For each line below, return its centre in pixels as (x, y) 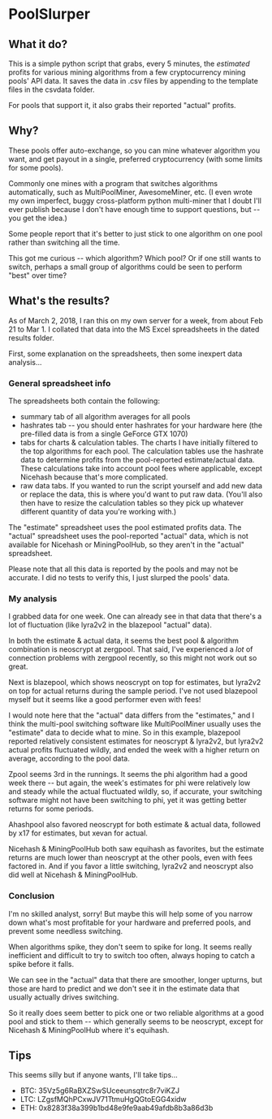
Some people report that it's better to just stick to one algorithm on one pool (136, 233)
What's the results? (59, 301)
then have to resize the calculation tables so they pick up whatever (132, 503)
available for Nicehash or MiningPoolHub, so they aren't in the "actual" (127, 544)
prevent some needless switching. (66, 930)
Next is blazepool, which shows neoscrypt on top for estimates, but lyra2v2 (135, 683)
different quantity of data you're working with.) (98, 511)
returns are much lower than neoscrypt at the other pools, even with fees (131, 857)
